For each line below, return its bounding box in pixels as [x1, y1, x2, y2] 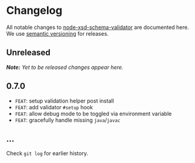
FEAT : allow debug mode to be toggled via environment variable [14, 110, 172, 117]
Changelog [6, 4, 63, 18]
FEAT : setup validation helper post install [14, 97, 114, 104]
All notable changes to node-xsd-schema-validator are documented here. [6, 24, 190, 31]
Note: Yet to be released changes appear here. [6, 63, 123, 71]
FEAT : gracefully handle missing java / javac [14, 116, 120, 124]
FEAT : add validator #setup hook [14, 103, 93, 110]
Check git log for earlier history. [6, 150, 88, 157]
